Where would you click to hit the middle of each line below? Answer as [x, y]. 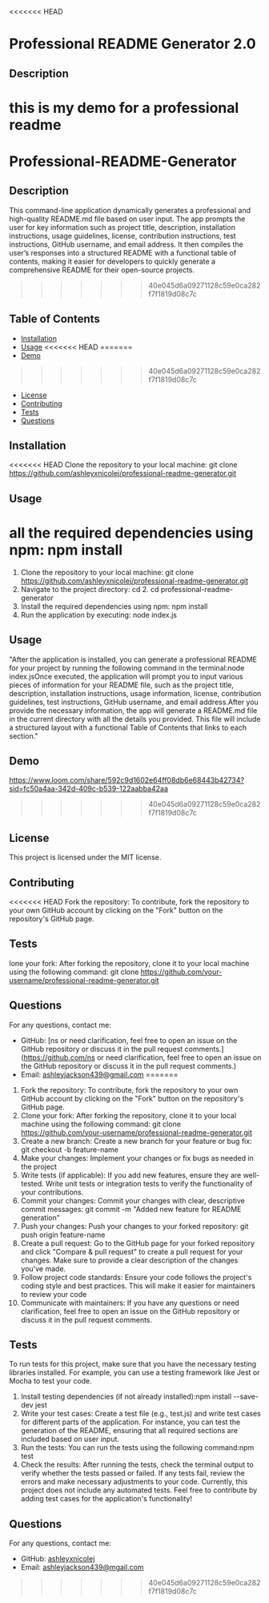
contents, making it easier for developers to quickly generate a [112, 261]
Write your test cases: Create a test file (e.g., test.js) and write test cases [141, 1414]
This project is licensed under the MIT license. [85, 857]
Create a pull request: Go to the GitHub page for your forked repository [138, 1243]
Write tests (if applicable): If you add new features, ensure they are [131, 1175]
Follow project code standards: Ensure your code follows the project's [136, 1277]
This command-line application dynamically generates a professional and [130, 210]
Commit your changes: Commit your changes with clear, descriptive [132, 1200]
